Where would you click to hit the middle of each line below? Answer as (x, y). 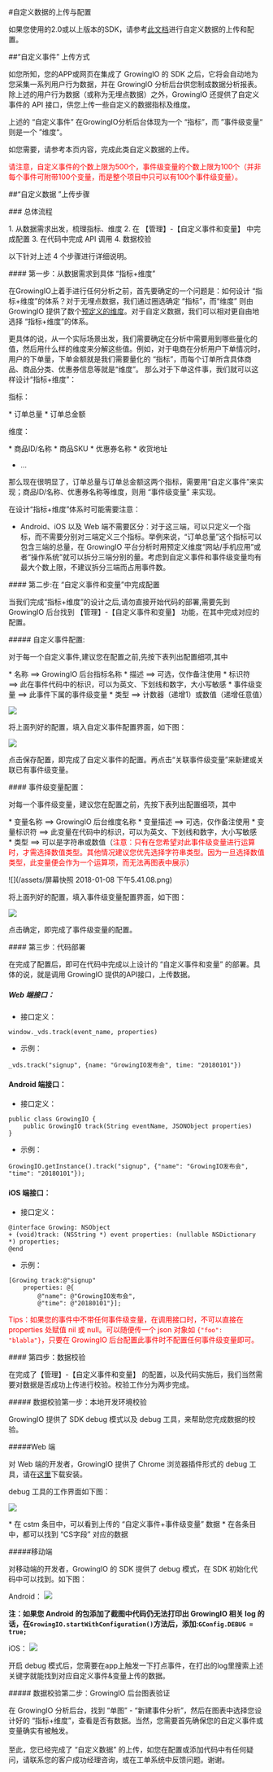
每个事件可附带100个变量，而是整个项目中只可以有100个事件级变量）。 (125, 177)
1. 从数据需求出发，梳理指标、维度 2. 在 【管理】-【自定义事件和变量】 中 (131, 229)
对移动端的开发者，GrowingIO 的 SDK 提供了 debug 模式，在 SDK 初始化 (130, 1569)
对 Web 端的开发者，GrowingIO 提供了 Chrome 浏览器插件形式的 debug (128, 1464)
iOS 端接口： (30, 1192)
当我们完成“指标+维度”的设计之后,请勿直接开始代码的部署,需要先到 (119, 602)
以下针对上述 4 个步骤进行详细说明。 (70, 256)
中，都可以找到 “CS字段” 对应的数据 (68, 1534)
